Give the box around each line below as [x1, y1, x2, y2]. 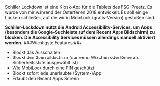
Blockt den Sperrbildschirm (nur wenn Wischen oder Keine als [12, 55, 139, 60]
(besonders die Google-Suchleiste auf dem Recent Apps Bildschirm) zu [5, 29, 155, 35]
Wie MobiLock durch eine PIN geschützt [12, 65, 95, 71]
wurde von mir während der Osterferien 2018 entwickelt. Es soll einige [5, 9, 148, 15]
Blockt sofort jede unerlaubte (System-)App [12, 70, 102, 76]
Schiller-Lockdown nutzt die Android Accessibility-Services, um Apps [5, 24, 152, 30]
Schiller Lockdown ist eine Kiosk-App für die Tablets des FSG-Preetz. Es [5, 4, 152, 10]
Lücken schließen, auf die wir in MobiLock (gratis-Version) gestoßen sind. [5, 15, 156, 20]
